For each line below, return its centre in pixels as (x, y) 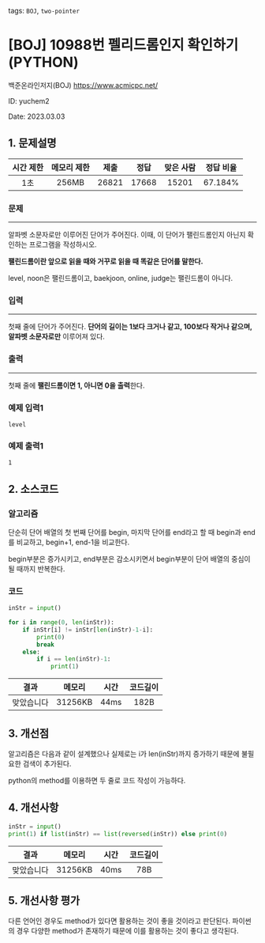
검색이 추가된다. (47, 764)
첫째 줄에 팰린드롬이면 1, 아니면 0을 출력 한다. (77, 385)
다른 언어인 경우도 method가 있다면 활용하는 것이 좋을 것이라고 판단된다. (119, 921)
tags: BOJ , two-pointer (44, 11)
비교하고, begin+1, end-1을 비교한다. (73, 542)
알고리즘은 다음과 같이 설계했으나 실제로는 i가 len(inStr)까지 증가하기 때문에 (124, 754)
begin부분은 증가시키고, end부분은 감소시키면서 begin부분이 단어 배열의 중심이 (129, 559)
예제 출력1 (26, 445)
